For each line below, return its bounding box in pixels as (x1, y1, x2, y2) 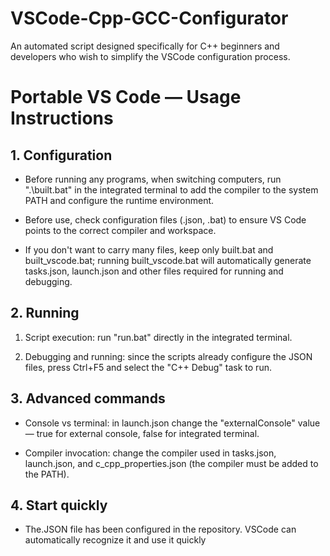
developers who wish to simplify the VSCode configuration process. (10, 50, 291, 62)
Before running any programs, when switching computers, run (24, 173, 282, 185)
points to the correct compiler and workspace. (24, 224, 217, 236)
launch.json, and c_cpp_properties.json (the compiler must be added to (24, 457, 319, 469)
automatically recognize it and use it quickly (24, 534, 207, 546)
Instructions (10, 107, 114, 130)
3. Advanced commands (10, 390, 166, 407)
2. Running (10, 305, 80, 322)
